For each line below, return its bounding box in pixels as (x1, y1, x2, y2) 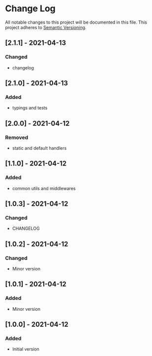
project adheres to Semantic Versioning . (5, 24, 87, 30)
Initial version (12, 346, 39, 352)
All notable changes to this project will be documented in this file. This (5, 19, 148, 25)
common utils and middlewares (12, 185, 76, 191)
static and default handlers (12, 145, 67, 151)
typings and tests (12, 105, 48, 111)
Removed (5, 134, 29, 141)
